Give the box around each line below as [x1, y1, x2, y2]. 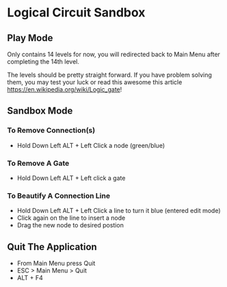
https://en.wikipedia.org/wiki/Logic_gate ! [7, 86, 122, 93]
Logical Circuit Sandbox [7, 5, 146, 21]
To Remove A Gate [7, 158, 70, 168]
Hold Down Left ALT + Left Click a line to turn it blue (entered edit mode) [16, 207, 221, 215]
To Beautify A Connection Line [7, 190, 111, 200]
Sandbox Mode [7, 105, 73, 117]
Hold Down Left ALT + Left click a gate [16, 173, 126, 182]
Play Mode [7, 32, 53, 44]
